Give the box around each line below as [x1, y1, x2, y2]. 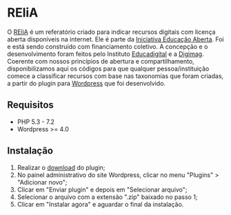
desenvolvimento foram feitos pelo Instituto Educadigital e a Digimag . [7, 50, 205, 58]
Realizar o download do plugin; [17, 163, 106, 171]
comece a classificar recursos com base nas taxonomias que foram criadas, [7, 71, 224, 80]
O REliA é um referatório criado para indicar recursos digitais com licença [7, 28, 216, 36]
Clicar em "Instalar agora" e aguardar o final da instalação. [17, 200, 184, 208]
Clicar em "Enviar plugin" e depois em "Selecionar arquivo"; [17, 185, 188, 194]
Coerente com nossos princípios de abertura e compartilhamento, [7, 57, 194, 65]
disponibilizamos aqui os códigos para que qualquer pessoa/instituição [7, 64, 210, 73]
